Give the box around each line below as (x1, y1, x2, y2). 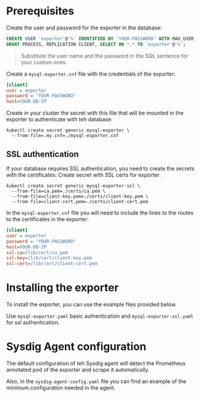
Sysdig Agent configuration (6, 340, 147, 354)
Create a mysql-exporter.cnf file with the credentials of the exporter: (6, 70, 176, 77)
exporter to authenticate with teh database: (6, 116, 113, 123)
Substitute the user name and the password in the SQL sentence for (20, 52, 188, 59)
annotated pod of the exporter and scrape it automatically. (6, 366, 150, 373)
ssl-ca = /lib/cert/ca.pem (6, 249, 68, 256)
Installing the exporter (6, 281, 119, 295)
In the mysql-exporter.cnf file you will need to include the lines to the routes (6, 209, 194, 216)
